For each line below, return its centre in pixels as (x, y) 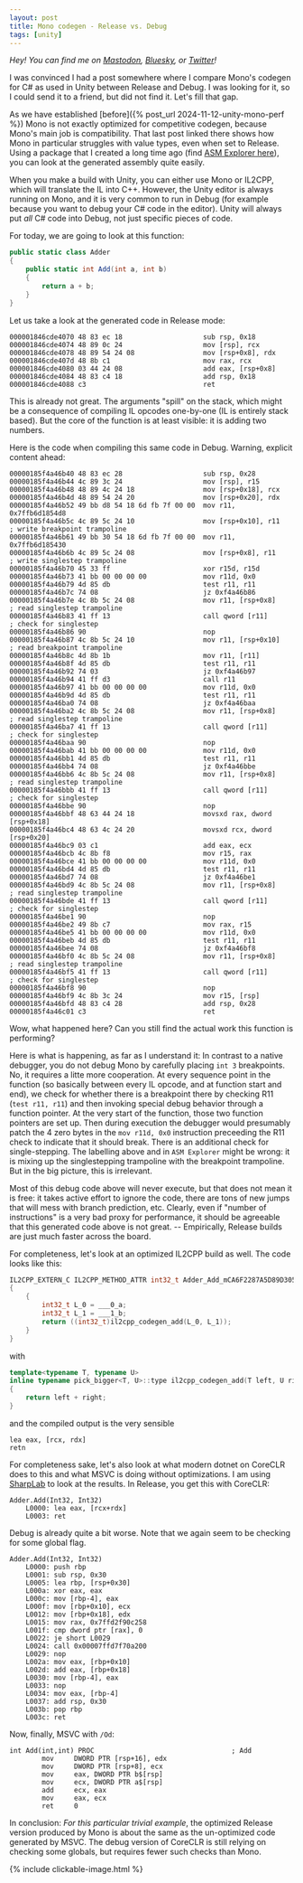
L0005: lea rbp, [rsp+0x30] (78, 1583)
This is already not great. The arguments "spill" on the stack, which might (146, 401)
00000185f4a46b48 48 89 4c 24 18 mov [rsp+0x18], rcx (145, 489)
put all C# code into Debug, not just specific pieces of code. (121, 219)
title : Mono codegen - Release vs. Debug (88, 26)
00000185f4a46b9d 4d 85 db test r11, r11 (133, 695)
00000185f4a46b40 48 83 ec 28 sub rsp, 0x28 (133, 474)
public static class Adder (60, 253)
